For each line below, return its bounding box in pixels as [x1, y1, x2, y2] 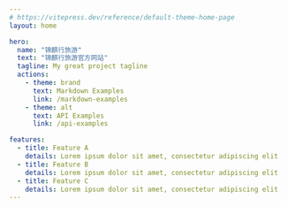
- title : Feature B [17, 160, 89, 169]
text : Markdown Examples [32, 86, 125, 96]
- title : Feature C [17, 176, 89, 186]
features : [9, 135, 46, 144]
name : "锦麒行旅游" [17, 45, 82, 54]
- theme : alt [25, 103, 73, 111]
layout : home [9, 21, 57, 30]
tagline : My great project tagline [17, 62, 148, 71]
